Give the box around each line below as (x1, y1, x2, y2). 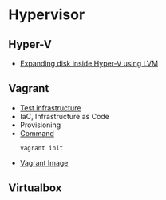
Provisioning (19, 120, 61, 130)
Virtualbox (8, 182, 62, 195)
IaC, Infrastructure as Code (19, 111, 110, 121)
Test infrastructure (19, 102, 81, 113)
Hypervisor (8, 6, 85, 24)
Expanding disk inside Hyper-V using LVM (19, 58, 158, 68)
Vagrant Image (19, 158, 69, 167)
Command (19, 128, 54, 138)
